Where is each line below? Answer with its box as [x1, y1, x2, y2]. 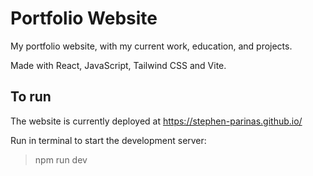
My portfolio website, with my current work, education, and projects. [10, 40, 293, 52]
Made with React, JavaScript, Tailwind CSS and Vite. [10, 59, 227, 71]
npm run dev [34, 153, 88, 166]
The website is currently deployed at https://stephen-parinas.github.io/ [10, 115, 303, 127]
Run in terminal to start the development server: [10, 134, 207, 146]
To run [10, 88, 52, 106]
